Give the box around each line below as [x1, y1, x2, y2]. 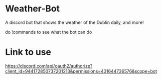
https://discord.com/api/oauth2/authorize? [5, 63, 93, 69]
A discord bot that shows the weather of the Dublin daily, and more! [5, 19, 144, 25]
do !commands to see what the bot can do [5, 29, 92, 35]
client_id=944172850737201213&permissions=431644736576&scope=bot [5, 68, 157, 74]
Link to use [5, 47, 51, 58]
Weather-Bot [5, 3, 60, 14]
